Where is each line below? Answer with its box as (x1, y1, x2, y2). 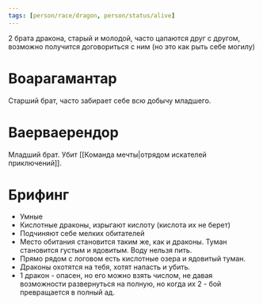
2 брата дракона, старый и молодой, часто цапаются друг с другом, (8, 33, 241, 43)
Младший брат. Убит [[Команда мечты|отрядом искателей (8, 150, 208, 159)
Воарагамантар (8, 69, 117, 87)
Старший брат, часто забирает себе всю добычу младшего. (8, 96, 212, 105)
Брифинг (8, 185, 70, 204)
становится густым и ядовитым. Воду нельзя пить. (19, 246, 192, 255)
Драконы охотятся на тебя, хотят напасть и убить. (19, 262, 191, 272)
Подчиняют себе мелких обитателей (19, 229, 145, 238)
